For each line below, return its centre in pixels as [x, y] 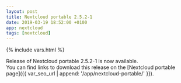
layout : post [22, 11]
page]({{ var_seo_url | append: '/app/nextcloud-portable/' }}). [80, 74]
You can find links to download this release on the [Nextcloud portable [91, 67]
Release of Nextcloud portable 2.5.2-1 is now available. [72, 61]
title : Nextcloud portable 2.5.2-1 [49, 17]
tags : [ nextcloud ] [28, 33]
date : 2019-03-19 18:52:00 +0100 [47, 22]
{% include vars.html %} [36, 50]
